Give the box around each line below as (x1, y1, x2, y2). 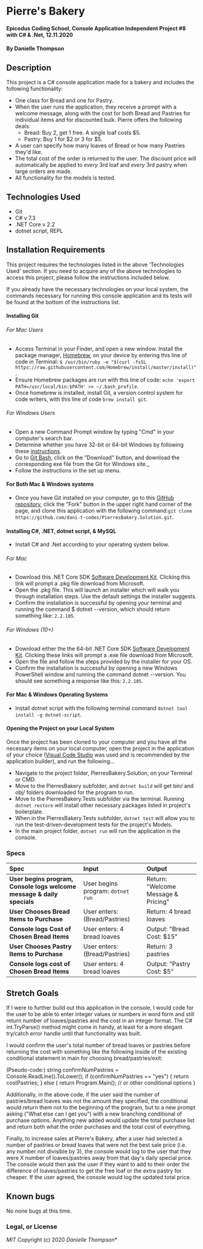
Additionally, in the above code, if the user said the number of (6, 1091, 160, 1099)
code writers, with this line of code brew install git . (14, 396, 148, 403)
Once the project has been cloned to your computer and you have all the (6, 738, 187, 746)
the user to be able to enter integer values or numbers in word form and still (6, 1011, 195, 1018)
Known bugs (6, 1191, 56, 1202)
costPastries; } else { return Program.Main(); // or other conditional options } (6, 1079, 196, 1086)
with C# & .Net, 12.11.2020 (6, 31, 74, 38)
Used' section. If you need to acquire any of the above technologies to (6, 267, 182, 274)
